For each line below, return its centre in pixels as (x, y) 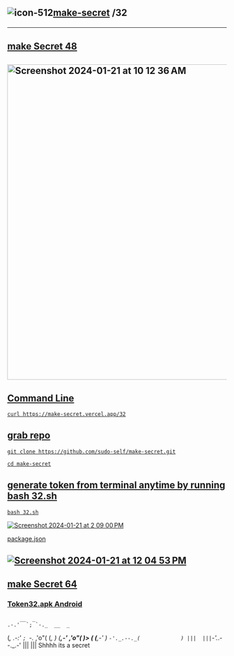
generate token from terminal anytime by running (116, 485)
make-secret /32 (90, 13)
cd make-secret (29, 464)
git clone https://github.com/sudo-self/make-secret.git (92, 452)
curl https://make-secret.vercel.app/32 (67, 414)
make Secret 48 (42, 46)
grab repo (29, 436)
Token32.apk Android (45, 604)
